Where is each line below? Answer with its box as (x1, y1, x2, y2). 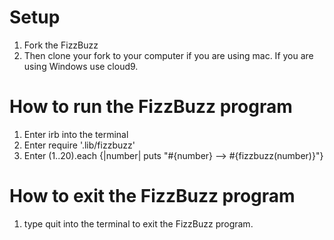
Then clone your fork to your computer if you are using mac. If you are (23, 49, 314, 61)
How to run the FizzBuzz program (9, 96, 293, 118)
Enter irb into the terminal (23, 128, 129, 140)
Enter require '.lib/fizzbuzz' (23, 139, 136, 151)
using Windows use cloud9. (23, 60, 139, 72)
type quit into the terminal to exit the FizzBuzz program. (23, 217, 254, 230)
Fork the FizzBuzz (23, 39, 99, 51)
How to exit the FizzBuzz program (9, 185, 296, 208)
